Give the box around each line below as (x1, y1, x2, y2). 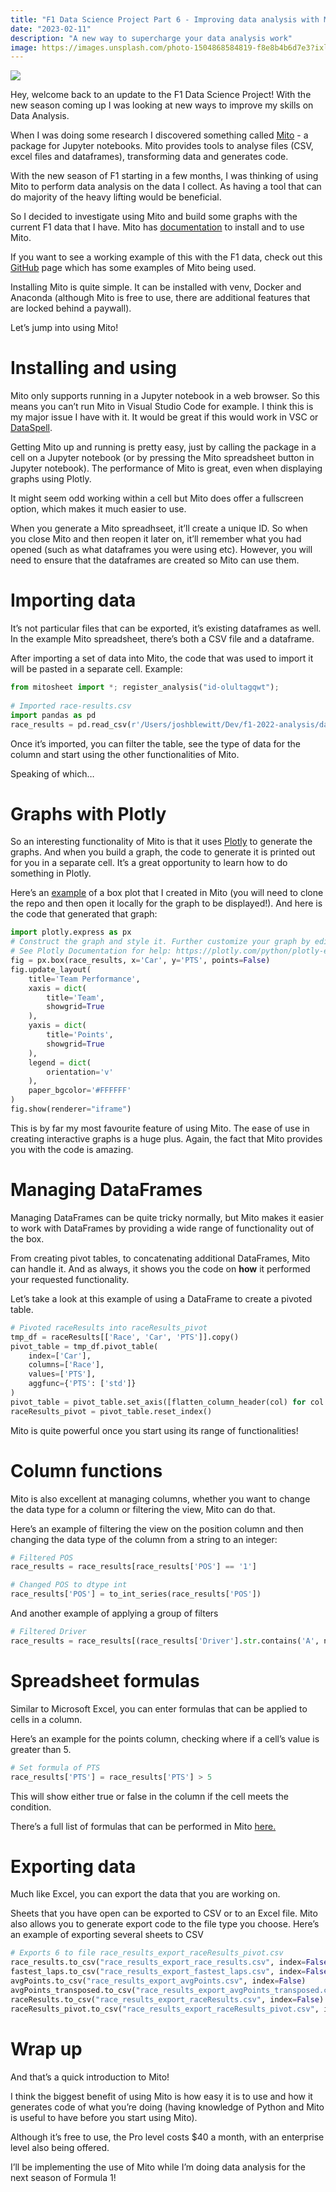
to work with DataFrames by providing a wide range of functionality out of (10, 1222, 315, 1234)
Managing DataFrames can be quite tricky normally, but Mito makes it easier (10, 1211, 324, 1223)
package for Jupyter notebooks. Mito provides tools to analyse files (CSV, (10, 140, 314, 152)
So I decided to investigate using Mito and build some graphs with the (10, 211, 298, 223)
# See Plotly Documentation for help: (10, 946, 172, 956)
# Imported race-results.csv (10, 701, 132, 711)
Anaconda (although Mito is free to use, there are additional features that (10, 292, 311, 304)
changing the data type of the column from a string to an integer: (10, 1533, 278, 1545)
